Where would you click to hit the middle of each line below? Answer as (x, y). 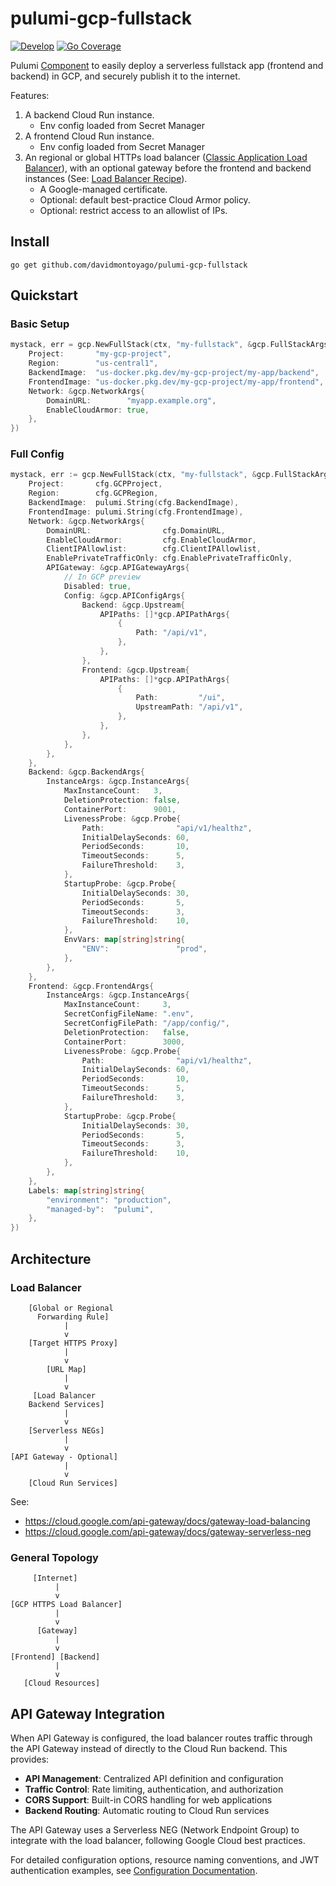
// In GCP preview (102, 577)
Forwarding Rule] (73, 1317)
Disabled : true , (97, 586)
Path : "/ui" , (180, 698)
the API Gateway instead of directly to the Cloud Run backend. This (149, 1749)
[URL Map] (66, 1369)
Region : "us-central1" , (93, 363)
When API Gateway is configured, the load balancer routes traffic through (161, 1738)
